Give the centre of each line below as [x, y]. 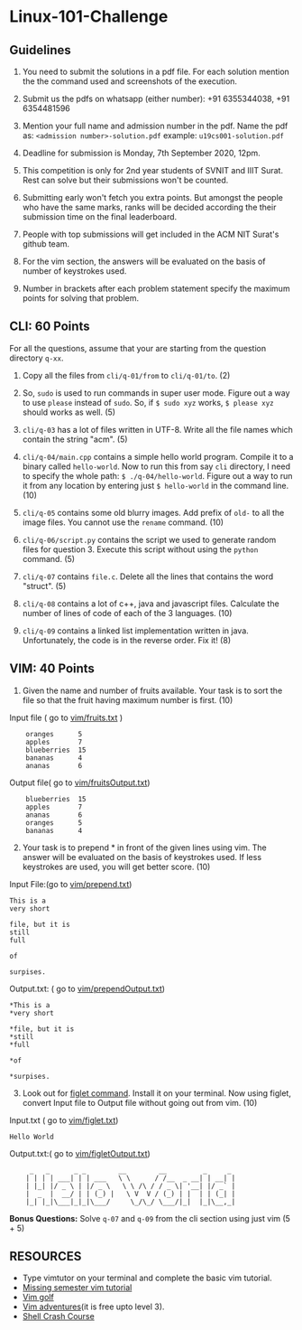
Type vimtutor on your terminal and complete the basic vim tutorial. [147, 1278]
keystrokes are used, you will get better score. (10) [116, 866]
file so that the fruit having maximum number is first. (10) [128, 700]
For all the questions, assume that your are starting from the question [138, 348]
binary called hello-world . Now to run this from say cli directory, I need [156, 466]
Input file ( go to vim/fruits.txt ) [66, 717]
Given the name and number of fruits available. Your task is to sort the [152, 690]
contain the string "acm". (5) [75, 439]
